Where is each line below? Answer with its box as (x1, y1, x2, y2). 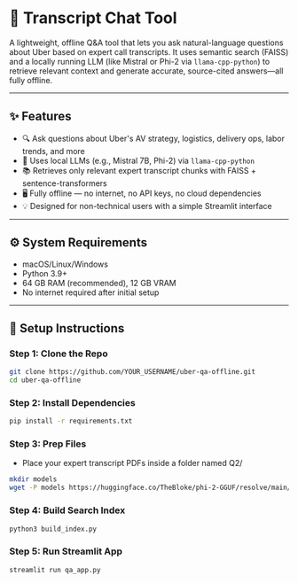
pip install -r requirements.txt (9, 416, 133, 426)
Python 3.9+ (21, 268, 68, 278)
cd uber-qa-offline (9, 376, 82, 385)
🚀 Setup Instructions (9, 321, 125, 336)
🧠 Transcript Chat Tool (9, 8, 177, 28)
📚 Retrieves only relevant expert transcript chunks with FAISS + (21, 165, 257, 175)
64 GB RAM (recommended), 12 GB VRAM (21, 277, 176, 288)
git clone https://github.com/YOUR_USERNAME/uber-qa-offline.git (9, 368, 255, 377)
